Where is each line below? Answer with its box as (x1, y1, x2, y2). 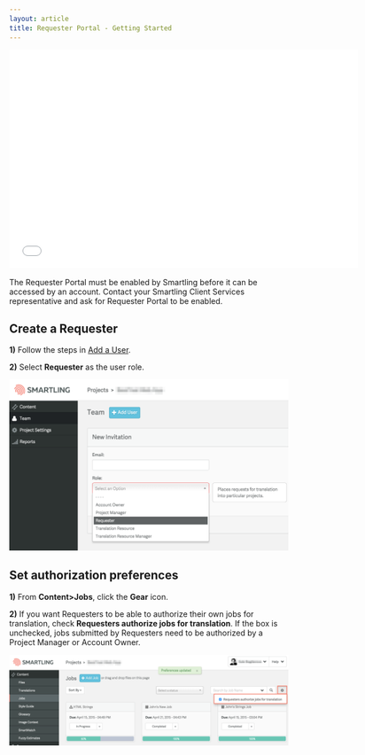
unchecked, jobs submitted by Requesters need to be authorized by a (9, 627, 263, 638)
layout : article (9, 14, 69, 23)
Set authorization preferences (9, 568, 179, 583)
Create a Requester (9, 321, 118, 336)
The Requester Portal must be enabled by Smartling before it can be (9, 276, 258, 287)
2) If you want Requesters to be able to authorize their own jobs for (9, 608, 254, 619)
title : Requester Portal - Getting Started (9, 23, 173, 33)
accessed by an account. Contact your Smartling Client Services (9, 286, 245, 297)
